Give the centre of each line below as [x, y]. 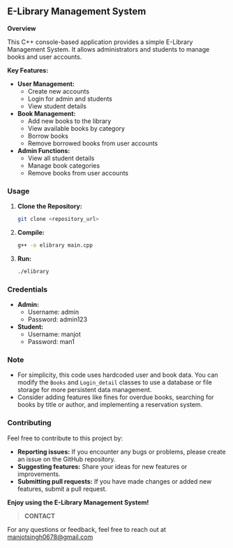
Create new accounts [58, 91]
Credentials [27, 289]
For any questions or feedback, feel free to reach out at [87, 529]
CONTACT [40, 516]
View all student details [61, 158]
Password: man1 [51, 342]
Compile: [31, 232]
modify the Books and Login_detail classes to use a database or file [115, 382]
